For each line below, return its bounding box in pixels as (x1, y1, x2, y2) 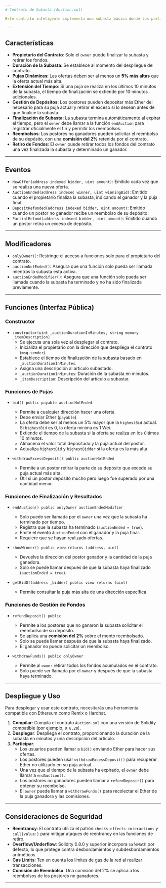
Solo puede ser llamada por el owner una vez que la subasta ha (19, 514, 147, 520)
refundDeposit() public (12, 613, 62, 618)
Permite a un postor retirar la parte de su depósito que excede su (19, 465, 153, 470)
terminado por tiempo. (19, 519, 65, 525)
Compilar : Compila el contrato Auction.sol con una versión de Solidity (12, 720, 156, 726)
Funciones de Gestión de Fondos (5, 602, 85, 608)
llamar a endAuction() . (19, 772, 65, 778)
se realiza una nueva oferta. (12, 184, 69, 190)
